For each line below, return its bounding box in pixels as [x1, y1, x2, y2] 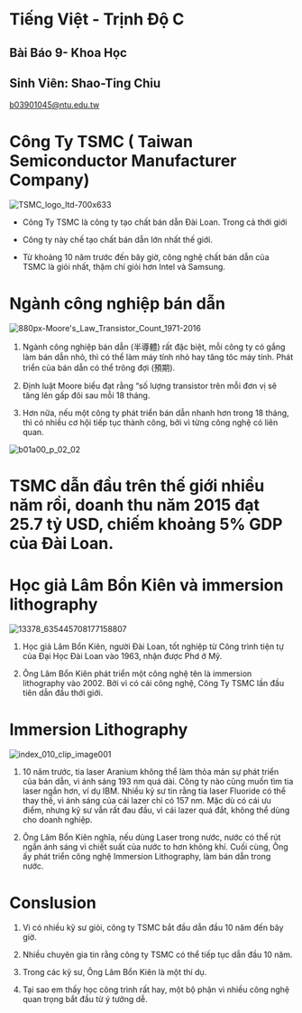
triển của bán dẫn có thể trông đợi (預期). [22, 362, 176, 374]
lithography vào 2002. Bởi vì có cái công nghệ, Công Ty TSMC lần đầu [22, 678, 285, 689]
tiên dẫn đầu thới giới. [22, 687, 104, 699]
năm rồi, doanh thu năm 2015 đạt [9, 495, 260, 516]
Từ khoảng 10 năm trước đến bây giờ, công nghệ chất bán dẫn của [22, 252, 270, 263]
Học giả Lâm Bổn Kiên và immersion [9, 574, 284, 595]
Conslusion [9, 892, 96, 913]
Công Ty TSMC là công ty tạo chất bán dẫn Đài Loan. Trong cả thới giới [22, 217, 288, 228]
